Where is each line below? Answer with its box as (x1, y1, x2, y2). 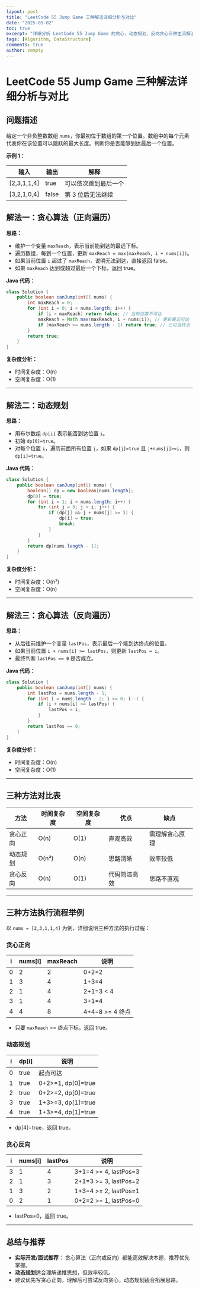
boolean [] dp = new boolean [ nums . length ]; (27, 488, 134, 493)
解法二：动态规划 (6, 400, 69, 410)
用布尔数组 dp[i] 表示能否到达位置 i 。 (14, 430, 108, 437)
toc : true (6, 25, 31, 32)
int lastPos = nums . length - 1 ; (27, 690, 108, 696)
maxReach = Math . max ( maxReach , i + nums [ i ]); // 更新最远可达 (37, 316, 190, 322)
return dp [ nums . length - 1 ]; (27, 543, 99, 549)
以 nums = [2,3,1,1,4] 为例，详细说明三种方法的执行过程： (6, 925, 150, 932)
